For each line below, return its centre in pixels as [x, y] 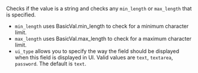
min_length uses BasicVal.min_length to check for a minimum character [102, 26]
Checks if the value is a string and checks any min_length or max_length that [99, 9]
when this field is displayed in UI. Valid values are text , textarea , [94, 57]
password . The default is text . [50, 64]
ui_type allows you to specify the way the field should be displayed [97, 51]
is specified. [21, 15]
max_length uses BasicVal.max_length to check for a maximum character [103, 39]
